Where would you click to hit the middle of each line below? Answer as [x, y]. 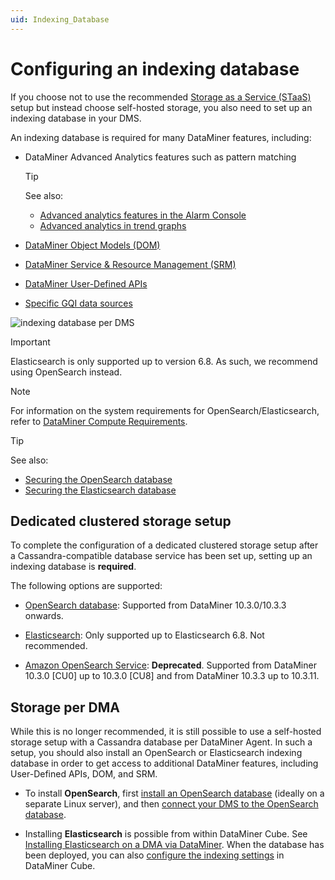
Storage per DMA [65, 707]
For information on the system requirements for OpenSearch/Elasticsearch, [165, 410]
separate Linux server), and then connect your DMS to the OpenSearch [171, 804]
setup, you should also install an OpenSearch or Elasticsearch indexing [156, 753]
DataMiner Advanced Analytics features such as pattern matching [160, 157]
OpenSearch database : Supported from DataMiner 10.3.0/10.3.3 [155, 605]
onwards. [44, 616]
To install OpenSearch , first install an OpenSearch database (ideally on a [174, 793]
